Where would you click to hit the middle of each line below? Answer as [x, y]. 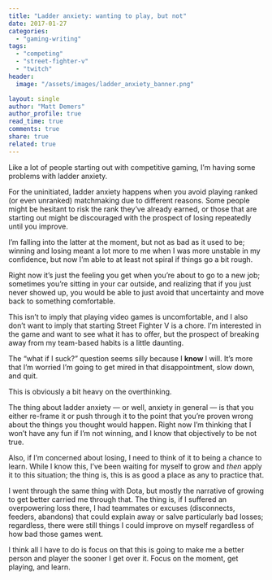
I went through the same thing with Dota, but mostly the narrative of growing [136, 491]
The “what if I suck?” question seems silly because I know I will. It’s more [131, 358]
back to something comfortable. [62, 301]
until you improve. [39, 226]
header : [22, 76]
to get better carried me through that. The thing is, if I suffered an [118, 499]
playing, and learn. [39, 567]
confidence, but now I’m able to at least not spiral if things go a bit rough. [131, 259]
